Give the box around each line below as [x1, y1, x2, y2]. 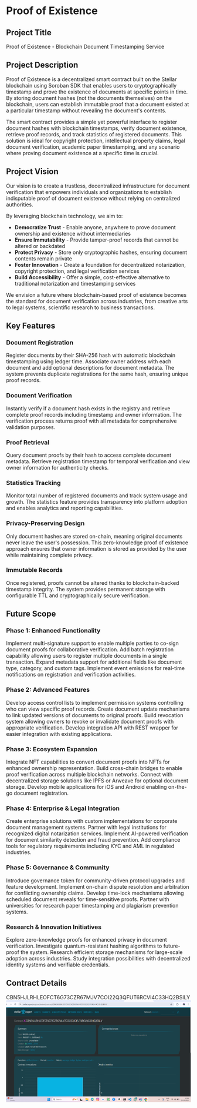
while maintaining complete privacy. [6, 551, 93, 558]
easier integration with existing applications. [6, 730, 113, 737]
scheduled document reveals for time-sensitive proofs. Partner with [6, 895, 169, 903]
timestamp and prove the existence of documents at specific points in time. [6, 88, 188, 95]
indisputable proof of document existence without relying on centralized [6, 195, 181, 202]
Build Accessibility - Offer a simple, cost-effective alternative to [14, 273, 170, 280]
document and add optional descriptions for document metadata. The [6, 364, 175, 371]
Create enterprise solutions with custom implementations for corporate [6, 818, 178, 825]
